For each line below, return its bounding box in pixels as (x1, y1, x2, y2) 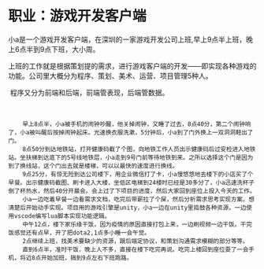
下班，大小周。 (50, 44, 100, 53)
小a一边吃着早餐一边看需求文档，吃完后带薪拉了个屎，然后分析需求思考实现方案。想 (22, 195, 255, 203)
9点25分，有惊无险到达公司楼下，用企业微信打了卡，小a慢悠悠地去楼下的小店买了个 (22, 170, 254, 178)
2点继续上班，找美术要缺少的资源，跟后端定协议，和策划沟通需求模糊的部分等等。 (22, 237, 249, 245)
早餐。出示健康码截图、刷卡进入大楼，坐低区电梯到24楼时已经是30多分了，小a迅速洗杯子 (8, 179, 255, 186)
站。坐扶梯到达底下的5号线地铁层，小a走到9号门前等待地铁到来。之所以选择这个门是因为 (8, 153, 254, 161)
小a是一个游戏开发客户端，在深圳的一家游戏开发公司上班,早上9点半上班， (8, 35, 247, 44)
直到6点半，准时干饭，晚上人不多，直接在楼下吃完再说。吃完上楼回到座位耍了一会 (22, 245, 249, 253)
